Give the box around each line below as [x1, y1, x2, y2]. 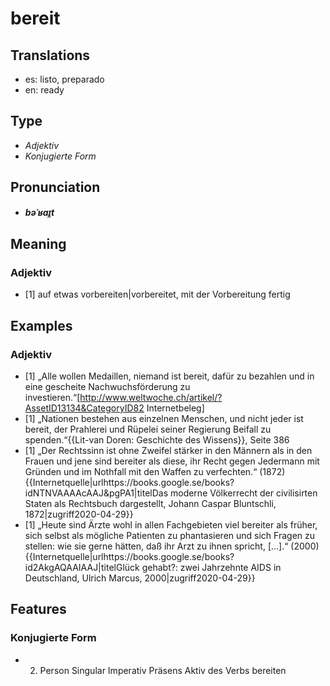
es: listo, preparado [24, 73, 105, 85]
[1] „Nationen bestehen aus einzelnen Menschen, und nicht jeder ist [24, 413, 304, 424]
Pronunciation [10, 179, 101, 196]
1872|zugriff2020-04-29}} [24, 508, 134, 520]
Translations [10, 47, 91, 64]
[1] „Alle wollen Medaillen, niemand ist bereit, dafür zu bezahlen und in [24, 370, 315, 382]
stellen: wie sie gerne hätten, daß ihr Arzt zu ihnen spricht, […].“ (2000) [24, 540, 320, 552]
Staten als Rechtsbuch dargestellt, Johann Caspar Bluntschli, [24, 498, 277, 509]
